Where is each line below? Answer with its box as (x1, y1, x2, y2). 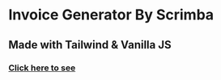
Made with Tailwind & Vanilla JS (8, 38, 172, 52)
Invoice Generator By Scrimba (8, 6, 215, 24)
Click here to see (8, 62, 76, 74)
